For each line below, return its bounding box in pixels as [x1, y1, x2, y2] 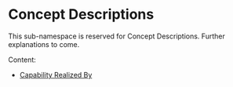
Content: [8, 55, 37, 64]
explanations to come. [8, 39, 80, 49]
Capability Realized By [19, 70, 93, 79]
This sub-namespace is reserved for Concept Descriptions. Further [8, 31, 225, 41]
